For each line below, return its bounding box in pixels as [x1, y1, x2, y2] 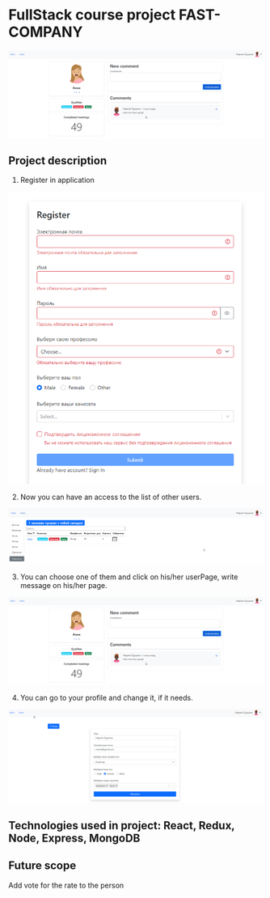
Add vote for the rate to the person [8, 880, 124, 890]
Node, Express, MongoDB [8, 832, 141, 845]
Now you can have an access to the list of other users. [19, 492, 202, 502]
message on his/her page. [19, 580, 108, 590]
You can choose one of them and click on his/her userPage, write [19, 572, 238, 582]
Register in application [19, 176, 95, 185]
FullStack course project [8, 6, 176, 24]
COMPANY [8, 23, 83, 41]
